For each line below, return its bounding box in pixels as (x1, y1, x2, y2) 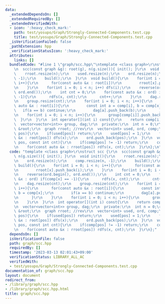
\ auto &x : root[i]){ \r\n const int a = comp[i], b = (14, 103, 144, 108)
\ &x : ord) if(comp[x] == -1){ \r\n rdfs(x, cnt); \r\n (14, 177, 139, 182)
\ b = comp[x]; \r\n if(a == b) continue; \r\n (14, 190, 124, 195)
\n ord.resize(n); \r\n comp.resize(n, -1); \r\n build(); (14, 158, 153, 163)
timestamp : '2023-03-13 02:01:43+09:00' (9, 250, 93, 255)
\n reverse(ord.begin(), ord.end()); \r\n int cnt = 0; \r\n (14, 172, 151, 177)
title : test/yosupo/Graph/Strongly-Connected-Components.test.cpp (14, 35, 153, 40)
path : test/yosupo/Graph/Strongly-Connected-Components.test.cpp (14, 30, 151, 35)
